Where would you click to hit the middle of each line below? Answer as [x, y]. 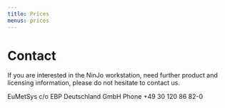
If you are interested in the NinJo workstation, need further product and [112, 75]
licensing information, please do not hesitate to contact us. [94, 83]
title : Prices [29, 14]
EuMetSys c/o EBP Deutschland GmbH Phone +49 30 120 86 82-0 [105, 97]
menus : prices [29, 21]
